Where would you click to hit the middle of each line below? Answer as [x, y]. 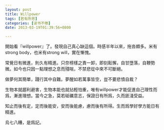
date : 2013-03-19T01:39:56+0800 [38, 28]
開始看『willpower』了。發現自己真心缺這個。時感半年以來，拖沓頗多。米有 [81, 46]
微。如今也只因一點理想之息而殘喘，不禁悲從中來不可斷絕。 [65, 69]
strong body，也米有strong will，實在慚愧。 [49, 53]
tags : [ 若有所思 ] [21, 19]
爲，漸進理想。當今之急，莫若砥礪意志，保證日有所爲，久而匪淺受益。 [76, 96]
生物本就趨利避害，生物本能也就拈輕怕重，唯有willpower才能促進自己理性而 [81, 90]
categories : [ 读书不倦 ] [28, 23]
